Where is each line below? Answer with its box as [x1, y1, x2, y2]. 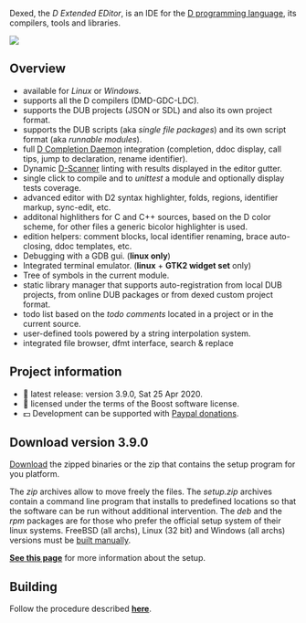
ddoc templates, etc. [54, 240, 132, 251]
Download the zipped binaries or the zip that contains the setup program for [9, 459, 296, 470]
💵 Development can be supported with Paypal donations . [22, 407, 239, 418]
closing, [22, 240, 53, 251]
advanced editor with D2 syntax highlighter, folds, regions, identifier [22, 192, 279, 203]
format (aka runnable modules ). [22, 133, 142, 144]
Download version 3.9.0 [9, 435, 149, 450]
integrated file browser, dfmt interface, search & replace [22, 337, 235, 348]
